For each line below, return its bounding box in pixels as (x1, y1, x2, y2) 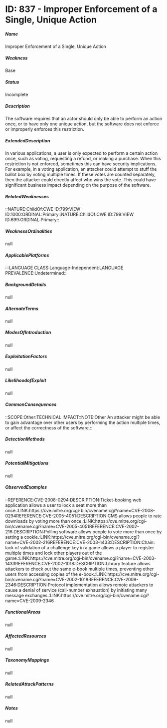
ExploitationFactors (5, 354, 47, 360)
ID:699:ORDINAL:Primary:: (5, 217, 59, 223)
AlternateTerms (5, 306, 39, 312)
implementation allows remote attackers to (66, 582, 154, 588)
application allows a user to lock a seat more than (5, 502, 107, 508)
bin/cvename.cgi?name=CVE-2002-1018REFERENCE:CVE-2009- (5, 576, 139, 582)
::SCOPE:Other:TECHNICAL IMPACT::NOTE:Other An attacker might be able (5, 414, 161, 420)
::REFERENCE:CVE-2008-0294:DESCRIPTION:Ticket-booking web (5, 497, 142, 503)
